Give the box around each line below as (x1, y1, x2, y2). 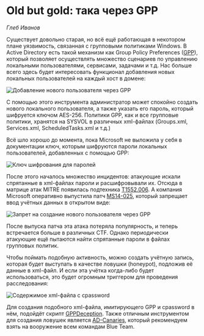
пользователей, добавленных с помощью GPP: (6, 149, 129, 156)
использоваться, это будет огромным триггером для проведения (6, 273, 178, 280)
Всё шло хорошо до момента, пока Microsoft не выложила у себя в (6, 136, 182, 144)
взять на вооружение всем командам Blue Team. (6, 323, 135, 330)
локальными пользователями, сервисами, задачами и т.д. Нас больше (6, 62, 192, 69)
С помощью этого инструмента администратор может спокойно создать (6, 98, 199, 106)
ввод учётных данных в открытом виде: (6, 199, 111, 206)
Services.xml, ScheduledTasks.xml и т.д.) (6, 124, 111, 131)
